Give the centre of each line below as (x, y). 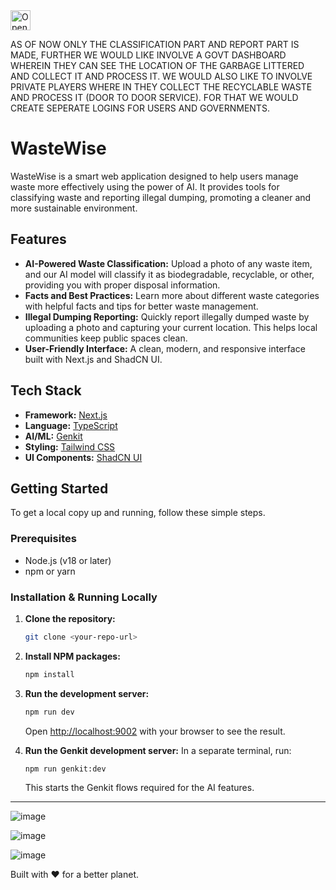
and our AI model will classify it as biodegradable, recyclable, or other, (169, 274)
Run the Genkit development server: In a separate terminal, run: (158, 750)
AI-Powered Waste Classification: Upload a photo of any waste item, (168, 263)
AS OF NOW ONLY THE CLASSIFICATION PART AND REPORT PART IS (155, 44)
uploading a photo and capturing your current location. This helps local (171, 327)
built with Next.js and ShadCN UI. (93, 359)
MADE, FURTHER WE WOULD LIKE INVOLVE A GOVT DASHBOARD (148, 55)
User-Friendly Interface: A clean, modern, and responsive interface (165, 348)
